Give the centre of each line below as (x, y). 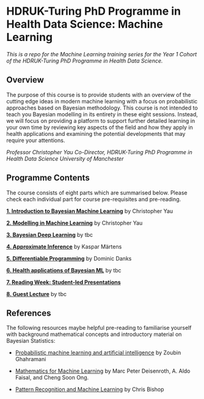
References (29, 313)
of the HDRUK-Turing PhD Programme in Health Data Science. (85, 61)
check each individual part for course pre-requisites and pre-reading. (94, 199)
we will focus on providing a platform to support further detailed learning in (101, 121)
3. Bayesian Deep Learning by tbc (50, 234)
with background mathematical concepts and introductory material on (94, 334)
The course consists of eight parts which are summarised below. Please (97, 192)
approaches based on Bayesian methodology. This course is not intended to (102, 108)
